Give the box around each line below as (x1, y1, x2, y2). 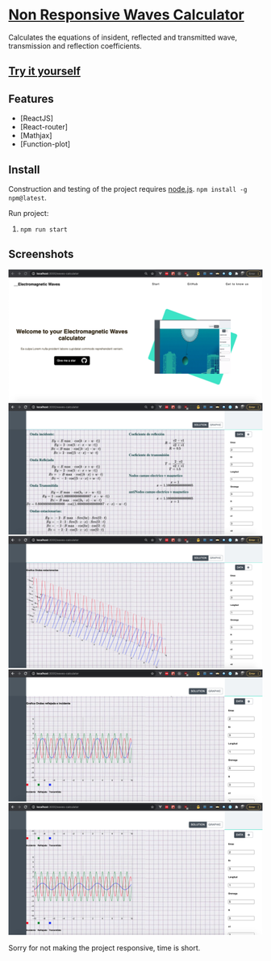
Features (8, 91, 54, 106)
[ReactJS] (19, 113, 54, 123)
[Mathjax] (19, 131, 52, 141)
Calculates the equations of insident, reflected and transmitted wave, (8, 32, 238, 42)
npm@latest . (8, 193, 47, 202)
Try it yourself (8, 65, 81, 78)
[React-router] (19, 122, 69, 132)
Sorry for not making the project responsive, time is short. (8, 943, 201, 953)
